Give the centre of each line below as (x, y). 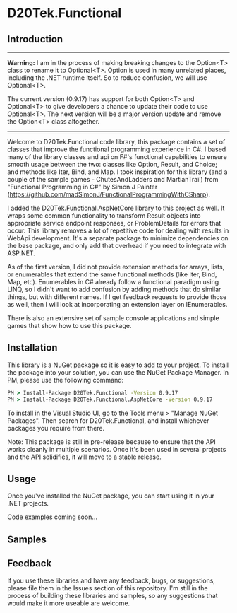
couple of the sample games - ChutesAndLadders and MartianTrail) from (113, 179)
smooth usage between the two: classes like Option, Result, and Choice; (112, 164)
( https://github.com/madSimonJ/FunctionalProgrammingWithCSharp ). (109, 194)
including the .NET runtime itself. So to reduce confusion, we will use (107, 78)
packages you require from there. (56, 428)
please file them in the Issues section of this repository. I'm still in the (108, 588)
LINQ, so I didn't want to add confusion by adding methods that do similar (114, 289)
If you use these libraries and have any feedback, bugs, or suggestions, (111, 580)
